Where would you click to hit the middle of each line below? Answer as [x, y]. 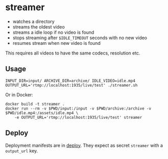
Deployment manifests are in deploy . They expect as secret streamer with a [84, 145]
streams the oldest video [39, 26]
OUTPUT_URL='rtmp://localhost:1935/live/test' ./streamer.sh [72, 85]
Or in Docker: [19, 95]
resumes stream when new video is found [57, 43]
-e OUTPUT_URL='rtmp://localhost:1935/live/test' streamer [78, 117]
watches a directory [34, 21]
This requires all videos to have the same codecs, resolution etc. [73, 53]
